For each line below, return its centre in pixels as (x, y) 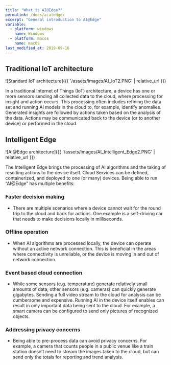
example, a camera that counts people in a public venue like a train (83, 346)
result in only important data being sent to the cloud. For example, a (84, 306)
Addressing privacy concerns (43, 330)
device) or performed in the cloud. (41, 124)
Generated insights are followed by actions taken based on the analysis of (83, 112)
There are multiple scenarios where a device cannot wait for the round (87, 208)
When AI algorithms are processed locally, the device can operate (82, 243)
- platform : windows (32, 29)
